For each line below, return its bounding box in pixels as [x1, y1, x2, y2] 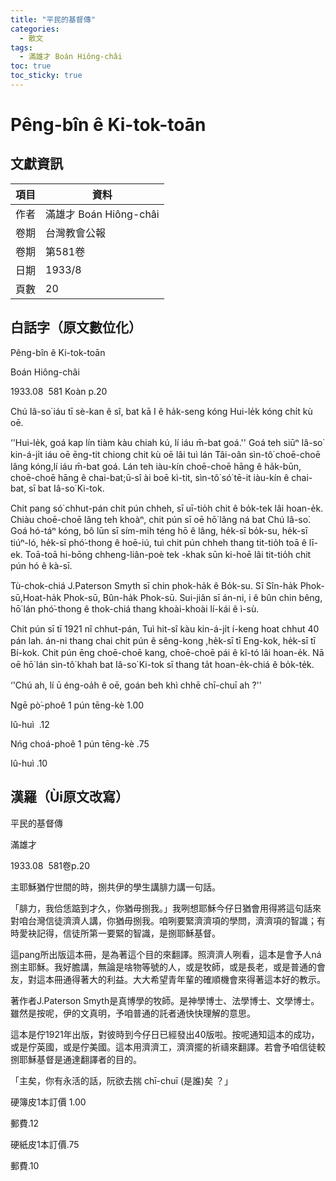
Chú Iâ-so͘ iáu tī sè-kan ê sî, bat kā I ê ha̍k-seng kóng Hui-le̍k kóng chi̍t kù [10, 405, 313, 417]
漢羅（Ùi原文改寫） [10, 789, 130, 806]
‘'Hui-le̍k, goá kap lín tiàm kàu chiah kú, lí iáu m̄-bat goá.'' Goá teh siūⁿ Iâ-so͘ [10, 436, 323, 448]
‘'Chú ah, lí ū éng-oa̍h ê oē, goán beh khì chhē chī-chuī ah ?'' [10, 679, 263, 691]
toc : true [10, 61, 52, 71]
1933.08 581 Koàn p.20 [10, 385, 108, 397]
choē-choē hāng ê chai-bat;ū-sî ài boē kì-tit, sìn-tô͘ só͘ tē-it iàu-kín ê [10, 471, 290, 483]
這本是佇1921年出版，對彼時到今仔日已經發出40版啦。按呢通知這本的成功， [10, 1028, 320, 1040]
